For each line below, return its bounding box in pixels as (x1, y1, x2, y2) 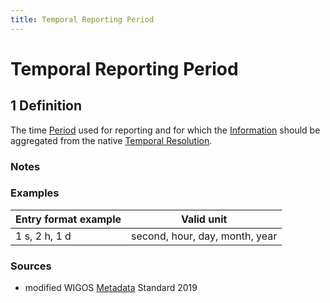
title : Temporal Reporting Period (10, 14, 155, 25)
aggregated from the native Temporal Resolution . (10, 134, 213, 146)
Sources (10, 259, 52, 273)
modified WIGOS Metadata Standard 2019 (24, 282, 198, 294)
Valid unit (180, 212, 228, 226)
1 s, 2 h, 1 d (15, 229, 72, 243)
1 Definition (10, 97, 83, 115)
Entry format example (15, 212, 122, 226)
